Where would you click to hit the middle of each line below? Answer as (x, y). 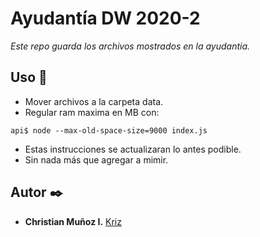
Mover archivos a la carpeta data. (94, 101)
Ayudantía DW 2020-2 (105, 18)
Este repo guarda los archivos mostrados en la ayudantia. (130, 46)
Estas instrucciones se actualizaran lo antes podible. (133, 149)
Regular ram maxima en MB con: (92, 112)
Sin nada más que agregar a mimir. (96, 159)
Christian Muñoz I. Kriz (73, 221)
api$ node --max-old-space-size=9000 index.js (109, 130)
